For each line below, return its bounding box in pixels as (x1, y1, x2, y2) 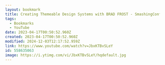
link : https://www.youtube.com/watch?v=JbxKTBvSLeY (5, 43, 113, 48)
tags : (5, 16, 16, 21)
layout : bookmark (5, 7, 41, 12)
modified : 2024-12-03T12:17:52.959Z (5, 39, 80, 44)
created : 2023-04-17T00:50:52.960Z (5, 35, 78, 40)
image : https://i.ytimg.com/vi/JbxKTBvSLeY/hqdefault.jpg (5, 52, 126, 58)
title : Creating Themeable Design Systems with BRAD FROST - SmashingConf (5, 12, 162, 17)
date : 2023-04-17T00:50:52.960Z (5, 30, 71, 35)
